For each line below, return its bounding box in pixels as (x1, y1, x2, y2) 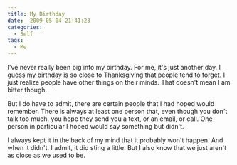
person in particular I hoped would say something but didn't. (7, 122, 184, 130)
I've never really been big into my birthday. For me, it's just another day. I (7, 63, 221, 71)
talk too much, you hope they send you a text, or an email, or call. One (7, 115, 213, 123)
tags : (7, 37, 23, 44)
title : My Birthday (7, 10, 65, 18)
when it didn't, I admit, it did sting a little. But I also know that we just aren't (7, 144, 227, 151)
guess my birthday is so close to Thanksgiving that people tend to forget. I (7, 70, 226, 79)
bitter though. (7, 86, 48, 94)
